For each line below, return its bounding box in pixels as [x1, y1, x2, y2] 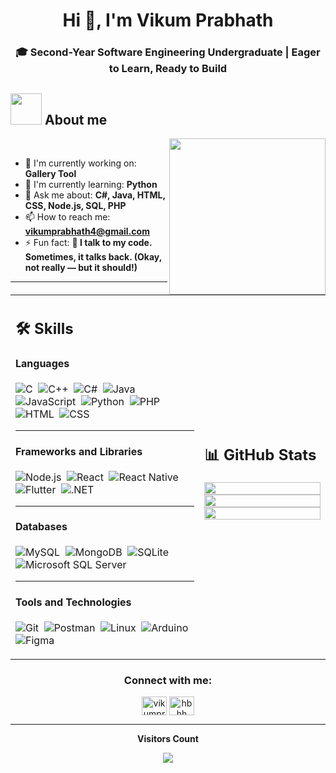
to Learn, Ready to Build [108, 62, 228, 76]
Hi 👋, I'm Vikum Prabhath [62, 9, 274, 32]
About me [44, 111, 108, 128]
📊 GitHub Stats [204, 445, 317, 465]
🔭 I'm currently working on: [24, 157, 137, 169]
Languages [15, 356, 70, 370]
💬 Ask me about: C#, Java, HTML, [24, 189, 166, 201]
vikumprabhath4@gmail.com [24, 225, 150, 237]
